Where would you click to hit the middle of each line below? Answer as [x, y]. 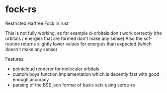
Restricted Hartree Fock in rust [37, 23]
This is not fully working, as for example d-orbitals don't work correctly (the [84, 33]
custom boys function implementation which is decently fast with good [86, 74]
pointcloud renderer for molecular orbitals [56, 69]
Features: [15, 59]
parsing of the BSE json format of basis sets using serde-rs [74, 85]
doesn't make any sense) [31, 49]
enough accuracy [31, 79]
